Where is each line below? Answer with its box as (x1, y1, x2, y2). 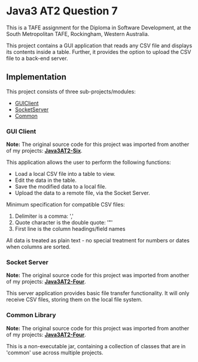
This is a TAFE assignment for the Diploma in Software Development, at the (6, 24, 191, 31)
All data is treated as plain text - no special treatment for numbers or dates (6, 237, 190, 244)
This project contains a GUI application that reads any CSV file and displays (6, 42, 193, 49)
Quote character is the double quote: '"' (14, 219, 113, 226)
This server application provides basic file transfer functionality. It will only (6, 290, 190, 297)
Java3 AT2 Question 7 (6, 4, 118, 18)
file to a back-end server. (6, 54, 68, 62)
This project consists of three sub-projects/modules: (6, 88, 136, 95)
